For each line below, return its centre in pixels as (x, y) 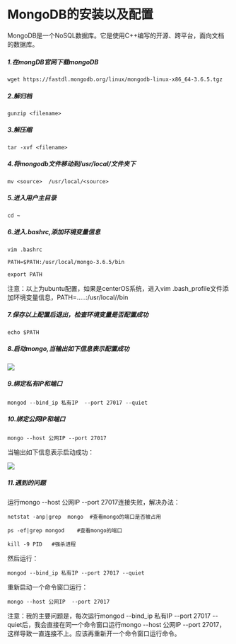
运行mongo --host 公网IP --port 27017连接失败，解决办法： (94, 502)
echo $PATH (23, 332)
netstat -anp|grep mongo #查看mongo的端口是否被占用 (84, 517)
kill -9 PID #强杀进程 (42, 544)
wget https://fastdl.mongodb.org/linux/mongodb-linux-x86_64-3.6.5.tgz (115, 79)
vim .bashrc (25, 249)
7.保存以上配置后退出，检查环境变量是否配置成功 (78, 315)
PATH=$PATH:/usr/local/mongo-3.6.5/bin (66, 262)
